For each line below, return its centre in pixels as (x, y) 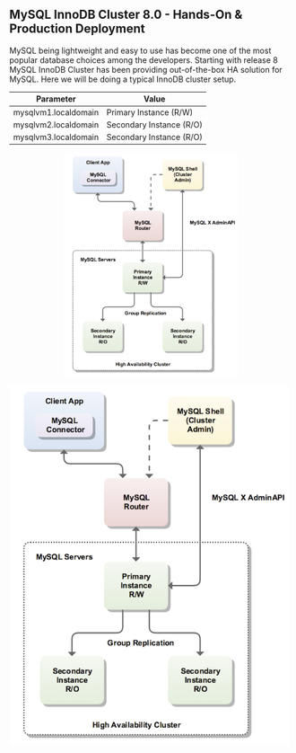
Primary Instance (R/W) (150, 112)
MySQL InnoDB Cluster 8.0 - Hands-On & (126, 15)
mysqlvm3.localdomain (56, 137)
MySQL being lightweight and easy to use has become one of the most (140, 50)
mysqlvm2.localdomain (56, 124)
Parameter (56, 99)
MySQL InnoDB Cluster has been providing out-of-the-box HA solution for (146, 69)
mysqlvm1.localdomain (56, 112)
